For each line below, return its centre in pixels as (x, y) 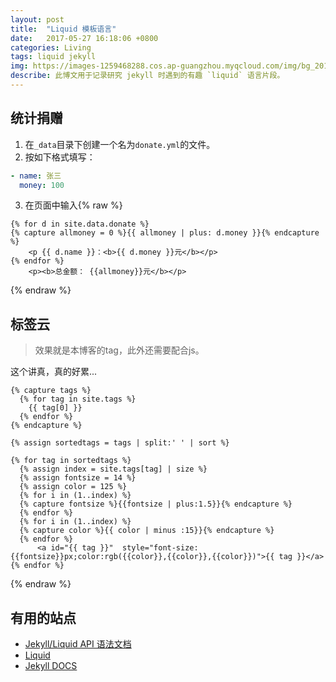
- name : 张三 (36, 176)
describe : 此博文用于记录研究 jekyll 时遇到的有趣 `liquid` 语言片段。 (147, 76)
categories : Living (51, 47)
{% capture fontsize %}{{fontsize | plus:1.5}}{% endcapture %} (156, 504)
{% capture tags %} (51, 391)
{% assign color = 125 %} (73, 487)
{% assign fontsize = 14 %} (78, 478)
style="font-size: (160, 548)
